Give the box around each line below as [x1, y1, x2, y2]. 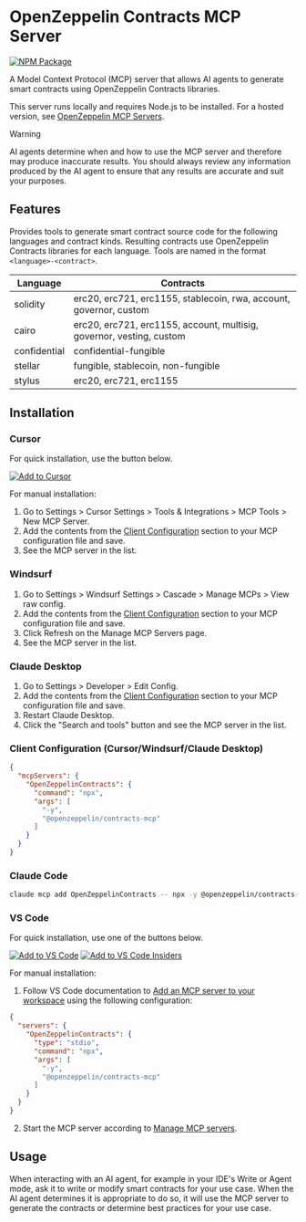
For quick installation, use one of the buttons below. [9, 933, 203, 944]
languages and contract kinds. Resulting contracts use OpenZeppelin [9, 235, 270, 246]
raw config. [22, 598, 66, 609]
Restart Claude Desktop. [22, 710, 115, 721]
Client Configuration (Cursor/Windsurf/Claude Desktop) [9, 742, 264, 755]
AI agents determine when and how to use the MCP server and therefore [9, 146, 282, 157]
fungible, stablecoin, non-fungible [73, 359, 220, 371]
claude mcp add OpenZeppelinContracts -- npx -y [9, 890, 198, 900]
